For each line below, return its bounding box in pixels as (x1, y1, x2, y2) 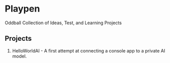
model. (12, 53, 27, 59)
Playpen (5, 3, 40, 15)
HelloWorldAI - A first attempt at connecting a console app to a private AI (12, 47, 165, 53)
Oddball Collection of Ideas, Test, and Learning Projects (5, 20, 122, 26)
